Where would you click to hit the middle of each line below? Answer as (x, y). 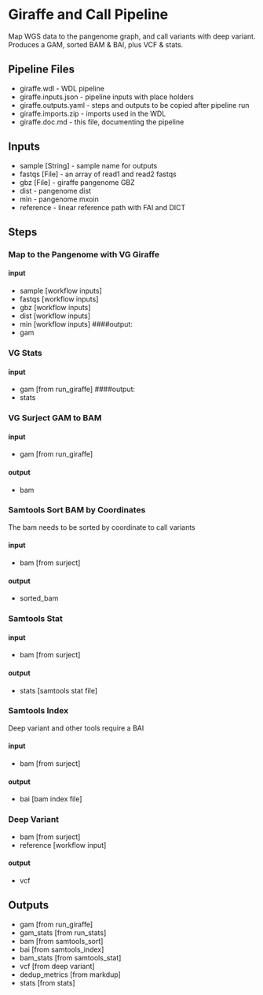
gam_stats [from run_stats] (63, 932)
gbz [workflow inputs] (55, 308)
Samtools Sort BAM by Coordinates (77, 510)
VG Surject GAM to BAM (55, 418)
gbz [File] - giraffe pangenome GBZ (77, 182)
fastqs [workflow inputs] (59, 299)
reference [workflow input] (63, 845)
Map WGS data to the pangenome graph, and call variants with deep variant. (132, 36)
